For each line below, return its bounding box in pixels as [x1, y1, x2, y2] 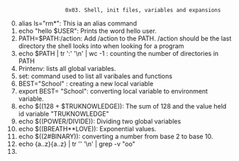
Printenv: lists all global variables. [18, 65, 116, 72]
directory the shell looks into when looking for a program [18, 42, 184, 50]
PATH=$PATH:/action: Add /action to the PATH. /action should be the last [18, 34, 232, 43]
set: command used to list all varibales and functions [18, 72, 173, 80]
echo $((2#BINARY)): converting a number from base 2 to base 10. [18, 132, 213, 140]
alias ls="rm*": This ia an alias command [18, 19, 138, 28]
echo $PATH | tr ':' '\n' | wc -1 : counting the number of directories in [18, 50, 219, 57]
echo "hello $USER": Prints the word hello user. [18, 27, 157, 35]
